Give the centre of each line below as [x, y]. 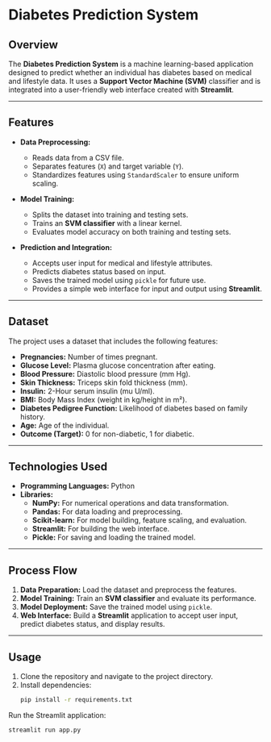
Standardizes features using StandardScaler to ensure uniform [135, 174]
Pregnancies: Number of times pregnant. [89, 356]
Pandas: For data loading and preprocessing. [107, 512]
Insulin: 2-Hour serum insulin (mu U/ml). [87, 391]
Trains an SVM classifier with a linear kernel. [107, 223]
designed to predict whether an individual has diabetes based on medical [130, 73]
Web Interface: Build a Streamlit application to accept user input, [129, 615]
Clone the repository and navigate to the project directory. [117, 677]
